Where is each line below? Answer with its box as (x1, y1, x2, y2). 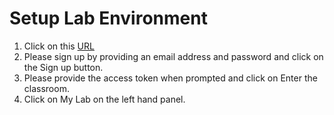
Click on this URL (23, 40, 95, 52)
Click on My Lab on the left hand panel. (23, 93, 186, 105)
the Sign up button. (23, 61, 104, 73)
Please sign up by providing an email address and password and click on (23, 50, 324, 62)
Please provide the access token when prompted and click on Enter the (23, 72, 318, 84)
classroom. (23, 82, 70, 94)
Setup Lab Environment (9, 7, 208, 30)
